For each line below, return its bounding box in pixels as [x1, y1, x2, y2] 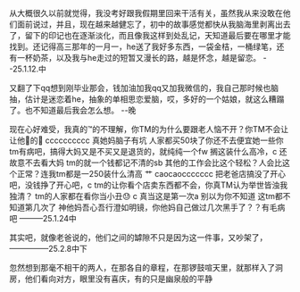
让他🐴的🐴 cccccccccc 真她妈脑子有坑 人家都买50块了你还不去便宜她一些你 [9, 135, 284, 146]
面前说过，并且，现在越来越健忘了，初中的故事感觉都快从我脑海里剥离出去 [16, 19, 291, 29]
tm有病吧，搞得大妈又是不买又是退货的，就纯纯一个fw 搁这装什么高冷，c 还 [9, 146, 287, 156]
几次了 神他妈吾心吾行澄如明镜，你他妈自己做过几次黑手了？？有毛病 [32, 202, 286, 213]
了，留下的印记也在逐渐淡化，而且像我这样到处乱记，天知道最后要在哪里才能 [9, 30, 291, 40]
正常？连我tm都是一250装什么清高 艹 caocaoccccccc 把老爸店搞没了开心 [16, 169, 287, 179]
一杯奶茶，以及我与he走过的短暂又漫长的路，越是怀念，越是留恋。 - [16, 53, 267, 63]
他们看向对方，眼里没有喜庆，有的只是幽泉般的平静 [24, 273, 212, 284]
